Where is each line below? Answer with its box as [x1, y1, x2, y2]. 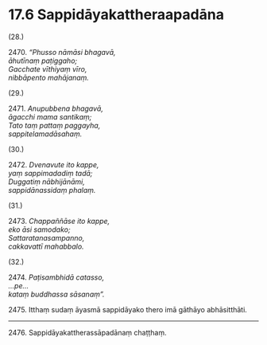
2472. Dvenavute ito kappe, [8, 159, 99, 169]
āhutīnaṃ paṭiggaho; [8, 56, 78, 65]
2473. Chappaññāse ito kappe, [8, 216, 110, 225]
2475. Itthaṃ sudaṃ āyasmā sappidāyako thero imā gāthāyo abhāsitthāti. [8, 304, 248, 314]
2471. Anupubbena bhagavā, [8, 104, 103, 113]
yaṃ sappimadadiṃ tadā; [8, 168, 93, 178]
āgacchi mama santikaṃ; [8, 112, 92, 121]
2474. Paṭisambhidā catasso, [8, 272, 105, 282]
